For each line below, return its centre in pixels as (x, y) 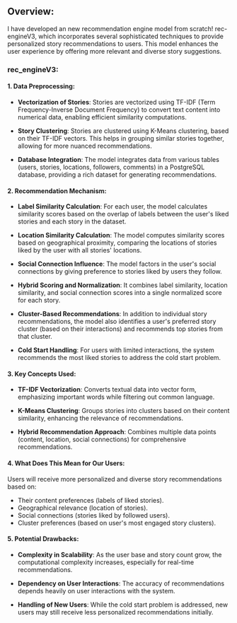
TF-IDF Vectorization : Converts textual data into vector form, (107, 390)
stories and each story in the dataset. (72, 221)
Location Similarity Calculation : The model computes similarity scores (121, 235)
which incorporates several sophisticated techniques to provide (131, 36)
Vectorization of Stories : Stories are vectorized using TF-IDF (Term (116, 102)
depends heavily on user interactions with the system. (96, 590)
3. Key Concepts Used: (42, 373)
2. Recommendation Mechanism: (57, 191)
